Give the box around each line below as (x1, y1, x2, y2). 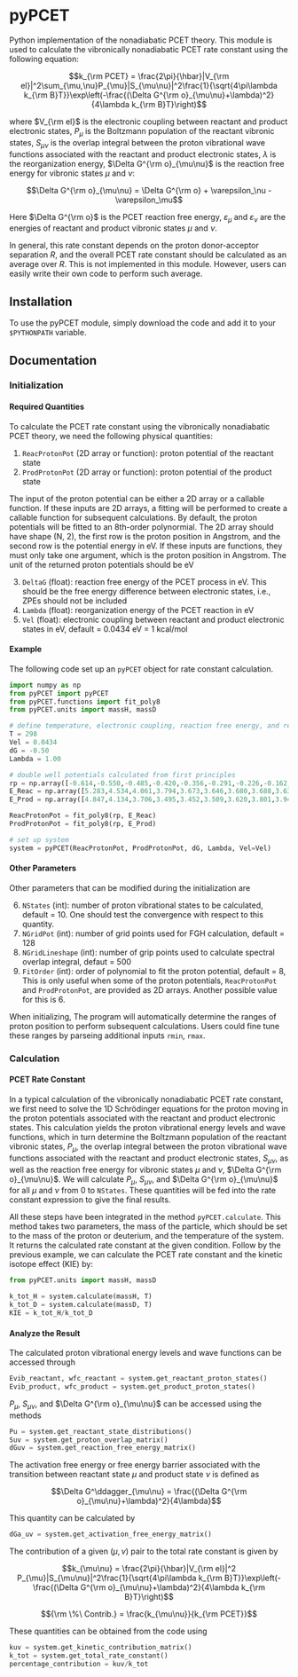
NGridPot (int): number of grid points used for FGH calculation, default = (21, 928, 286, 939)
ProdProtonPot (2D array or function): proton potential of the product (21, 467, 272, 477)
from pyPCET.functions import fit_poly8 (9, 697, 161, 706)
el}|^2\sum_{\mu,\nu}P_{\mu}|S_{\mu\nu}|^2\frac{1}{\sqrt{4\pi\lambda (20, 80, 278, 91)
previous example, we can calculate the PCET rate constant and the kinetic (9, 1249, 284, 1260)
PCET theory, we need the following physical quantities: (9, 430, 213, 441)
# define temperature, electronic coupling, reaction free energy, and (9, 721, 279, 730)
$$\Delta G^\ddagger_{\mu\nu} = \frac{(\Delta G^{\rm (51, 1486, 247, 1497)
